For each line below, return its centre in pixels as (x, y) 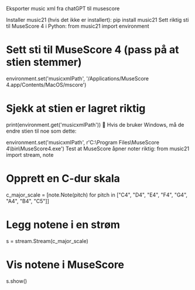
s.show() (17, 281)
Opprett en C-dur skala (63, 179)
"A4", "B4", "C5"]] (28, 201)
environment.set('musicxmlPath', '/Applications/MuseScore (78, 78)
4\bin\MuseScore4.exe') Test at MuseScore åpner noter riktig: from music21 (98, 149)
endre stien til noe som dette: (41, 131)
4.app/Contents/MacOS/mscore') (46, 85)
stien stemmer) (44, 63)
